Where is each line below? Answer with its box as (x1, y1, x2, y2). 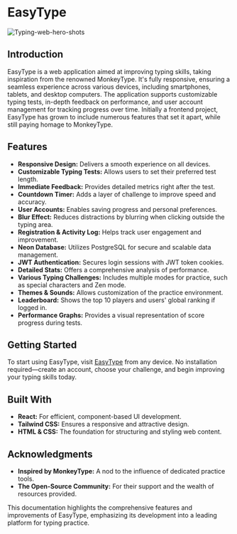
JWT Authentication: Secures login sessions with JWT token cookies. (17, 257, 224, 267)
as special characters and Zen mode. (17, 280, 126, 289)
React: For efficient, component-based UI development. (17, 412, 182, 421)
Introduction (7, 48, 64, 60)
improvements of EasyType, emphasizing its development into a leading (7, 511, 218, 519)
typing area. (17, 220, 53, 228)
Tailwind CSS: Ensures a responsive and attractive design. (17, 420, 189, 429)
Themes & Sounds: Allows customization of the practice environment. (17, 288, 224, 297)
